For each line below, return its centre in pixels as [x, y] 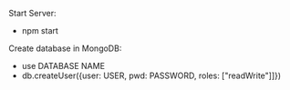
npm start [40, 30]
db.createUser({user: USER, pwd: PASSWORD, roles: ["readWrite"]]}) [151, 75]
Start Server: [32, 13]
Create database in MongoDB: [65, 48]
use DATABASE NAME [63, 66]
